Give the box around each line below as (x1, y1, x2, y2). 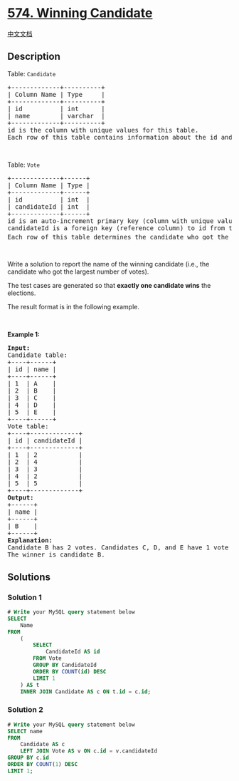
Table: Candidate (7, 69, 56, 78)
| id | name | (7, 366, 57, 373)
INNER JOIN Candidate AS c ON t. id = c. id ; (20, 688, 152, 695)
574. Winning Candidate (7, 5, 153, 21)
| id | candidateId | (7, 437, 83, 445)
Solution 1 (7, 592, 42, 602)
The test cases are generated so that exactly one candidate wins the (7, 281, 211, 290)
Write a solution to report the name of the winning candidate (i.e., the (7, 260, 210, 269)
